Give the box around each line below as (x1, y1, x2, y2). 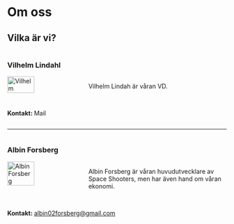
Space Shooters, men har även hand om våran (88, 175, 221, 183)
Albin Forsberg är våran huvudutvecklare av (88, 167, 214, 175)
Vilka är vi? (7, 32, 57, 44)
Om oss (7, 4, 52, 20)
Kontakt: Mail (7, 109, 47, 118)
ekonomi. (88, 182, 115, 190)
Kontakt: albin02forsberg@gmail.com (7, 209, 116, 217)
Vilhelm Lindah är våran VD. (88, 82, 169, 90)
